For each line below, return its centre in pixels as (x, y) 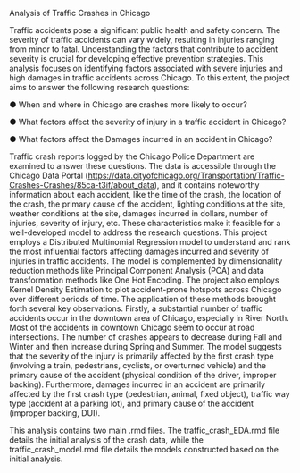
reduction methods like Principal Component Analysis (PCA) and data (137, 270)
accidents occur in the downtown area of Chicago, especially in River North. (149, 318)
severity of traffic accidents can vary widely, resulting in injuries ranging (142, 40)
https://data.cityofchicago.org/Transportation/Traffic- (186, 175)
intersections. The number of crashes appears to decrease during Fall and (146, 337)
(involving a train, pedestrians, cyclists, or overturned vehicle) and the (138, 365)
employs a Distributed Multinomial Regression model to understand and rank (150, 242)
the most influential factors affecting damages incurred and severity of (139, 251)
